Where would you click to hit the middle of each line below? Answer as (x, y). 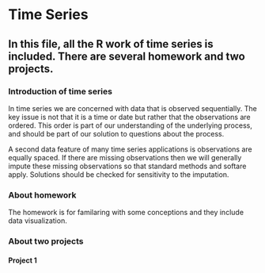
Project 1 (23, 260)
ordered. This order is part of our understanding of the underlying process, (131, 125)
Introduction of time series (61, 91)
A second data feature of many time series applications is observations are (130, 149)
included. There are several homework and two (127, 56)
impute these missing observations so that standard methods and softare (127, 166)
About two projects (46, 241)
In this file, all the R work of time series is (111, 44)
